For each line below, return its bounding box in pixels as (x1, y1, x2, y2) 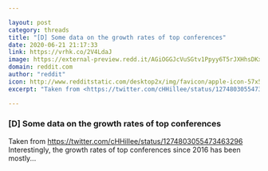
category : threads (8, 25, 69, 34)
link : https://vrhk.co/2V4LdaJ (8, 49, 112, 56)
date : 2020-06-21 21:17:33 (8, 41, 98, 49)
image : (8, 56, 30, 64)
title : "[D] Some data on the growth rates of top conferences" (8, 33, 227, 41)
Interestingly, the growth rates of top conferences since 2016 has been (8, 145, 241, 154)
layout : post (8, 18, 52, 26)
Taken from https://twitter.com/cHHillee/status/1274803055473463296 (8, 136, 243, 146)
